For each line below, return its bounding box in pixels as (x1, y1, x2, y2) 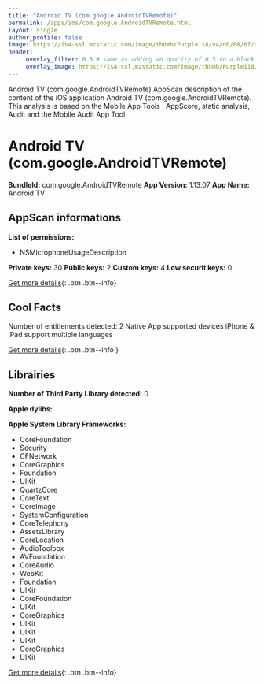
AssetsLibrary (19, 527, 65, 537)
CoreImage (19, 502, 57, 511)
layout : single (8, 26, 58, 34)
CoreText (19, 493, 49, 503)
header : (8, 48, 34, 56)
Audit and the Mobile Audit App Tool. (8, 110, 127, 119)
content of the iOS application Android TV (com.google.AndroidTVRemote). (8, 92, 252, 102)
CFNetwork (19, 452, 57, 461)
